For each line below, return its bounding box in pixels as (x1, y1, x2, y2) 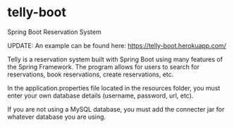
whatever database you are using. (7, 112, 106, 121)
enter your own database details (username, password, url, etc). (7, 91, 194, 100)
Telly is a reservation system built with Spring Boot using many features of (7, 54, 223, 64)
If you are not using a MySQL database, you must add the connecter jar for (7, 105, 225, 113)
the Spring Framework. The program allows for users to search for (7, 62, 199, 71)
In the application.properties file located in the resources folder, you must (7, 83, 221, 92)
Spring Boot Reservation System (7, 28, 101, 36)
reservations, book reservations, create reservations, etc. (7, 70, 174, 78)
